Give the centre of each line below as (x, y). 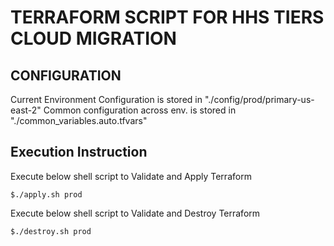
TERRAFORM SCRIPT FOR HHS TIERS (167, 17)
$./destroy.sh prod (51, 231)
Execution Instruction (79, 152)
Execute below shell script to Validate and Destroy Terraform (135, 213)
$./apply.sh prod (46, 194)
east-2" (26, 110)
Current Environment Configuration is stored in (106, 99)
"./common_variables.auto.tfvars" (79, 120)
